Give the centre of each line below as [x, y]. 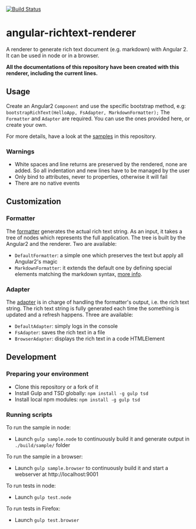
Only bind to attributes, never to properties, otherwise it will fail [91, 177]
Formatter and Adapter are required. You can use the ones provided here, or [98, 119]
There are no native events [47, 183]
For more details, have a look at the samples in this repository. [81, 136]
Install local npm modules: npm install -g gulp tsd [77, 399]
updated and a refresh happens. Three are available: [70, 315]
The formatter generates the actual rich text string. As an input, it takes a [94, 231]
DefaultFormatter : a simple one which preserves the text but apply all [99, 255]
